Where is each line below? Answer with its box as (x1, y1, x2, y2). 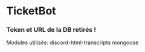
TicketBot (6, 4, 56, 18)
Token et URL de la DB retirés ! (6, 26, 97, 34)
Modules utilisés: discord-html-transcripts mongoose (6, 39, 139, 46)
